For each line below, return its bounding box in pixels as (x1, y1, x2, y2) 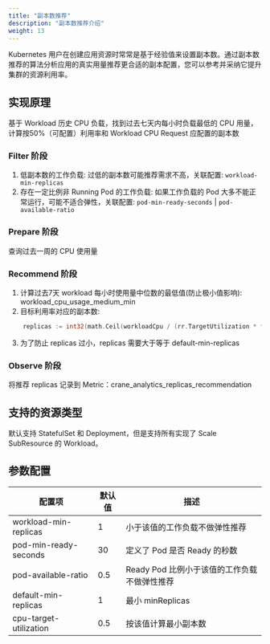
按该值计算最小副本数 (125, 618, 207, 629)
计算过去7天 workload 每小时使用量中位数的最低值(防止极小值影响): (19, 288, 243, 298)
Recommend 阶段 (8, 268, 78, 279)
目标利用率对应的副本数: (19, 307, 100, 316)
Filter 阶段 (8, 150, 48, 161)
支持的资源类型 (8, 406, 83, 419)
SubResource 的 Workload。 (8, 438, 103, 448)
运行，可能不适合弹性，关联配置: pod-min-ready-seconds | (27, 198, 217, 207)
